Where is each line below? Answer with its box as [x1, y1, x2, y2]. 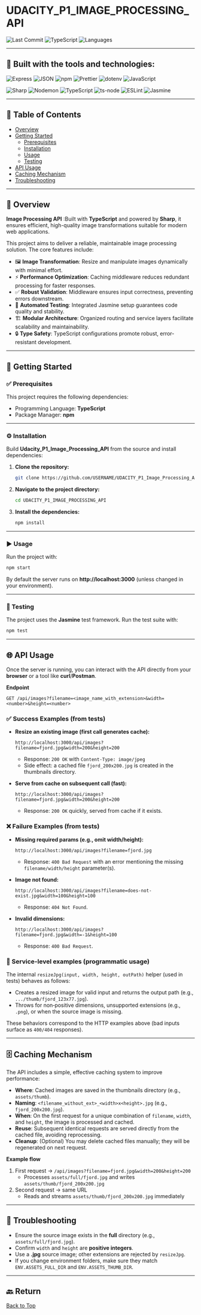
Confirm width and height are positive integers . [14, 1244, 133, 1251]
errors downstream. [14, 295, 64, 303]
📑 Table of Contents [6, 110, 81, 120]
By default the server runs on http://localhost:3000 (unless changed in [6, 576, 184, 583]
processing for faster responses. [14, 282, 96, 289]
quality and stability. [14, 308, 65, 315]
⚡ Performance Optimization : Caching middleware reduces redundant [14, 273, 190, 281]
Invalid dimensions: [14, 915, 65, 922]
